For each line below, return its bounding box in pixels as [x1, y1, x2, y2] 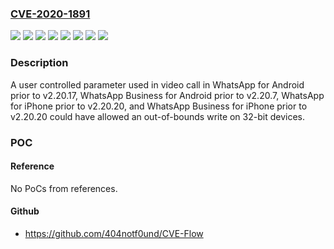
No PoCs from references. [10, 182, 118, 194]
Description [10, 56, 69, 70]
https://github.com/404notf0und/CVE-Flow [24, 227, 204, 239]
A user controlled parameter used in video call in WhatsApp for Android [10, 78, 305, 91]
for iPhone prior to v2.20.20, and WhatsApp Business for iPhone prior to [10, 100, 308, 112]
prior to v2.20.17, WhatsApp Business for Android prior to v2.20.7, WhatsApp [10, 89, 325, 101]
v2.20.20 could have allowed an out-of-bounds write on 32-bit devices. [10, 110, 305, 122]
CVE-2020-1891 [10, 7, 91, 21]
